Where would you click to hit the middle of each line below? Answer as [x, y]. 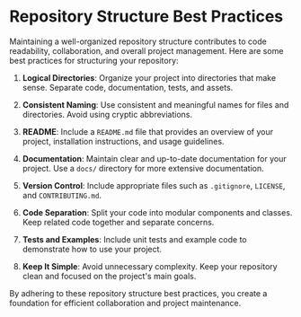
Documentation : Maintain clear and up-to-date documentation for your [154, 158]
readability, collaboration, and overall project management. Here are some [146, 50]
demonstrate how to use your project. [92, 249]
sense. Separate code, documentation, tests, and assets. [128, 87]
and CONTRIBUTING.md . [62, 195]
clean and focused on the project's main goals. [109, 276]
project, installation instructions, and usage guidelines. [123, 141]
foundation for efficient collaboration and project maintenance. [125, 303]
